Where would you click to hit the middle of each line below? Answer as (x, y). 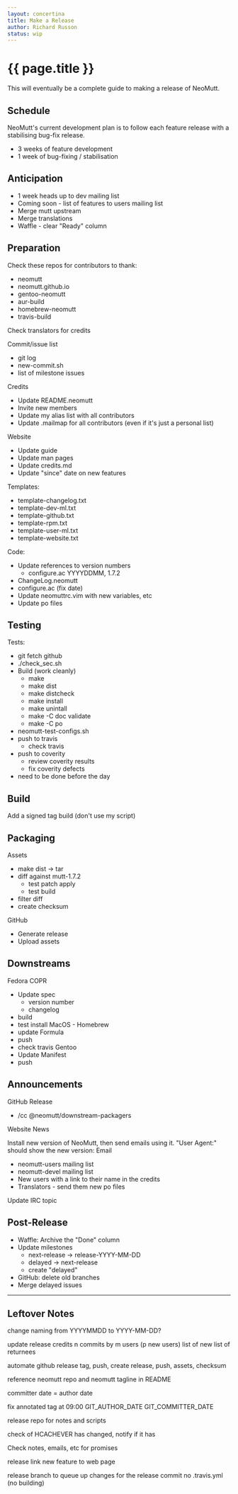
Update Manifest (42, 1054)
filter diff (30, 899)
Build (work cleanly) (47, 671)
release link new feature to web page (61, 1462)
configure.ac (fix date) (50, 588)
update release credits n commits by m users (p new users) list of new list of (119, 1345)
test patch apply (52, 884)
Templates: (24, 487)
